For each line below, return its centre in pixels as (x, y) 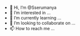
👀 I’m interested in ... (30, 13)
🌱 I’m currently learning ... (35, 18)
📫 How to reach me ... (32, 28)
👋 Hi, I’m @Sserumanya (33, 8)
